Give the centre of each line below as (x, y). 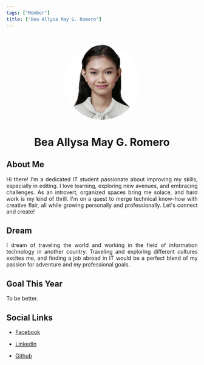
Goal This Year (34, 284)
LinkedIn (26, 344)
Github (23, 355)
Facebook (28, 332)
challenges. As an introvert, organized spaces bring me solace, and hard (102, 192)
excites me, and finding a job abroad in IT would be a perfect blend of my (102, 258)
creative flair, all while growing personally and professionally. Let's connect (102, 205)
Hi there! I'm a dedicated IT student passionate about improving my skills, (102, 179)
